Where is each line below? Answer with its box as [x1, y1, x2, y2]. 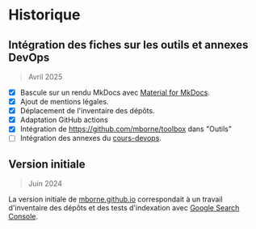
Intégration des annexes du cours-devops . [19, 134, 162, 143]
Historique [8, 6, 81, 24]
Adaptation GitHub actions [19, 115, 109, 125]
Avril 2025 [27, 72, 63, 82]
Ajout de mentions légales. [19, 97, 109, 107]
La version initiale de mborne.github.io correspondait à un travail [8, 194, 224, 204]
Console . [8, 212, 39, 222]
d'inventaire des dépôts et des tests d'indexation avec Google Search [8, 203, 240, 213]
